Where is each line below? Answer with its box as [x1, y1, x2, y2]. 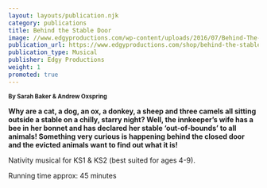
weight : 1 [8, 63, 41, 71]
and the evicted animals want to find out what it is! [8, 140, 178, 149]
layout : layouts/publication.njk [8, 11, 119, 20]
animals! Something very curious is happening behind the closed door [8, 132, 245, 141]
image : [8, 33, 30, 42]
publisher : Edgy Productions [8, 56, 105, 64]
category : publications [8, 19, 87, 27]
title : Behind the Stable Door [8, 26, 112, 34]
